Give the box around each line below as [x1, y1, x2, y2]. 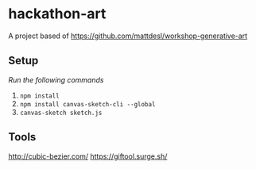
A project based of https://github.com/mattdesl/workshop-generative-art [8, 31, 248, 40]
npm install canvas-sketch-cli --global [19, 100, 156, 108]
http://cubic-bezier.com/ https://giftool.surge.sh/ [8, 152, 168, 161]
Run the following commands [8, 75, 104, 84]
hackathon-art [8, 5, 107, 23]
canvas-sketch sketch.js [19, 109, 103, 117]
